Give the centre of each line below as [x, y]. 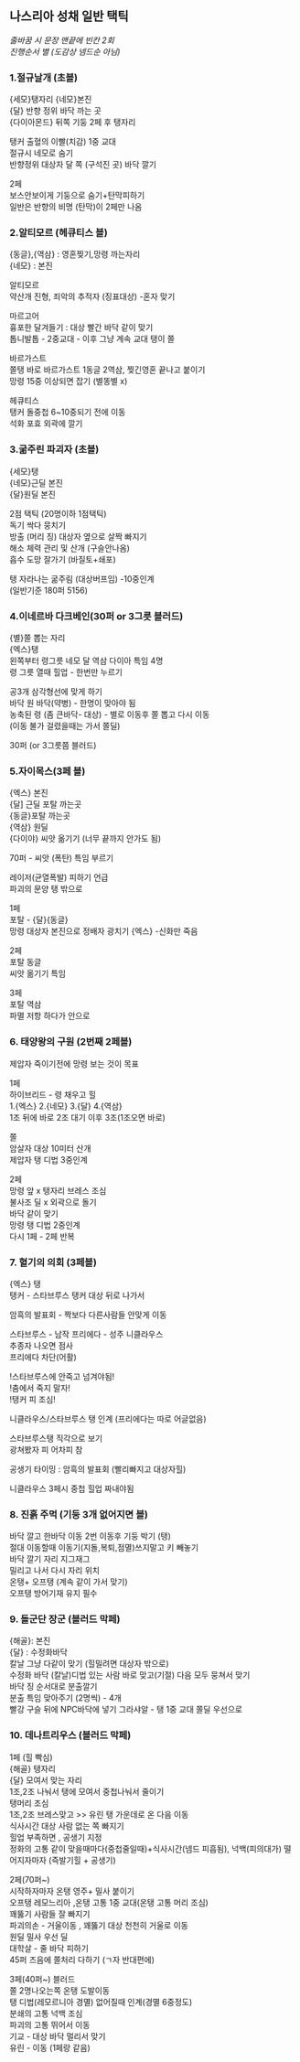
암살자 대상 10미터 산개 [50, 1148]
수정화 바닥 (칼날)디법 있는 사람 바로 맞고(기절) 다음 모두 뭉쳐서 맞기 [130, 1675]
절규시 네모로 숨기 [41, 153]
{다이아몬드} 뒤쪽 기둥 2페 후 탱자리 [73, 123]
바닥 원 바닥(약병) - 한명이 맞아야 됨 [73, 703]
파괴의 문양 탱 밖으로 [46, 889]
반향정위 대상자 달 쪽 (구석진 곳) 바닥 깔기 [83, 165]
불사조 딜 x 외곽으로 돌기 [54, 1202]
